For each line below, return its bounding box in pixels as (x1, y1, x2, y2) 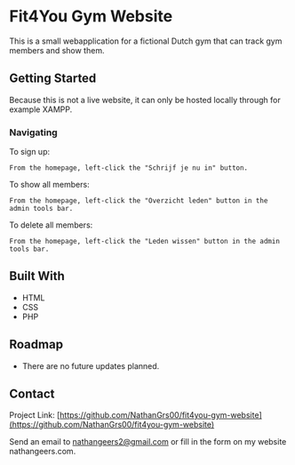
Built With (9, 269, 65, 284)
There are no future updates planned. (21, 360, 160, 371)
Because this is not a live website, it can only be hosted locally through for (9, 94, 282, 105)
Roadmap (9, 337, 64, 352)
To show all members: (9, 180, 91, 190)
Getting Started (9, 71, 97, 86)
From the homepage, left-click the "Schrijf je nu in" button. (9, 164, 249, 172)
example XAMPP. (9, 104, 73, 115)
